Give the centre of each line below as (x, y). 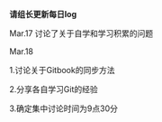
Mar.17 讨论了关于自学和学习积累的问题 (81, 33)
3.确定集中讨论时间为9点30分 (64, 108)
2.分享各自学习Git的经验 (54, 89)
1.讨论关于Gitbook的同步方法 (62, 70)
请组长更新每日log (43, 14)
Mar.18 (22, 52)
